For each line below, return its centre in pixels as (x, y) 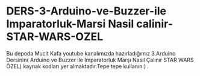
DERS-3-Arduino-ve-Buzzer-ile (86, 11)
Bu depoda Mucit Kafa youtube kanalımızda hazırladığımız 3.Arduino (91, 53)
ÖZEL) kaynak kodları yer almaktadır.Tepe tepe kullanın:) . (78, 66)
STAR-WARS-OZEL (55, 37)
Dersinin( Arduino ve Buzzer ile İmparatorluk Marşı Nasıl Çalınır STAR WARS (100, 60)
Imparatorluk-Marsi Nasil (70, 24)
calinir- (155, 24)
